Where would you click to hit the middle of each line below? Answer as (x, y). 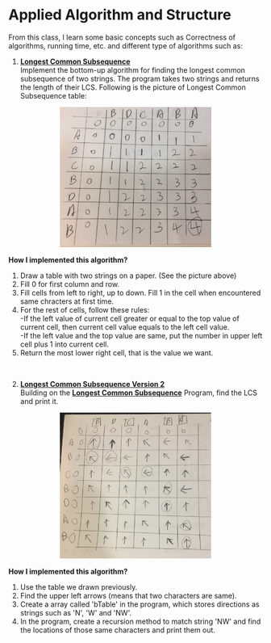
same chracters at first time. (67, 301)
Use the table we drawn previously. (79, 587)
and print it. (39, 401)
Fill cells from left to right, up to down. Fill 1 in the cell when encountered (140, 293)
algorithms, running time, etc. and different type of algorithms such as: (126, 45)
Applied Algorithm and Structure (120, 15)
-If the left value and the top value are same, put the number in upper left (141, 336)
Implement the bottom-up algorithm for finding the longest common (133, 69)
